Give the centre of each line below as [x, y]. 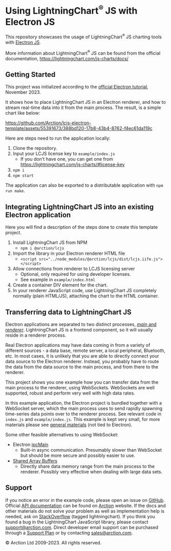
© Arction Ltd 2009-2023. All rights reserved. [54, 542]
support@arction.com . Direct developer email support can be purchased [82, 527]
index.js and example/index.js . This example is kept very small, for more [83, 420]
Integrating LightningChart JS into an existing [80, 207]
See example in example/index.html [58, 280]
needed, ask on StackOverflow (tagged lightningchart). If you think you [80, 516]
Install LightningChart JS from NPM [50, 243]
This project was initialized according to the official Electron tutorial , [77, 87]
